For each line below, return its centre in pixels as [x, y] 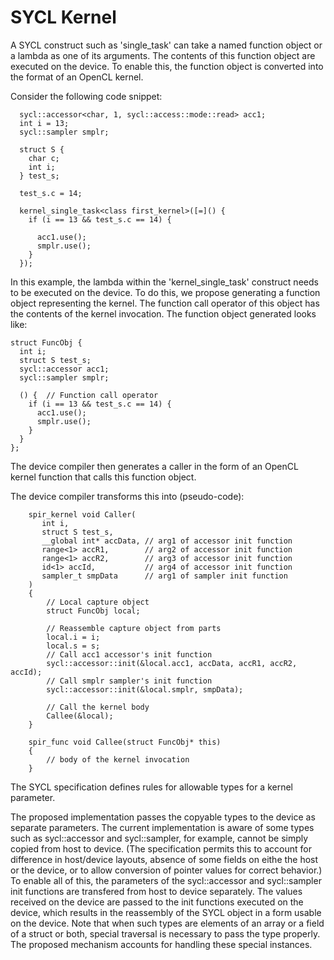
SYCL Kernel [63, 17]
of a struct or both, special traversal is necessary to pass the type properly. [165, 933]
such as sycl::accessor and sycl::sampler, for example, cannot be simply [159, 838]
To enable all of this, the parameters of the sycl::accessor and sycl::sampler [166, 880]
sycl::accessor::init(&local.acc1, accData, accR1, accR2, [172, 663]
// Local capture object [98, 602]
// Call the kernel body [98, 707]
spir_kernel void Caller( [82, 514]
